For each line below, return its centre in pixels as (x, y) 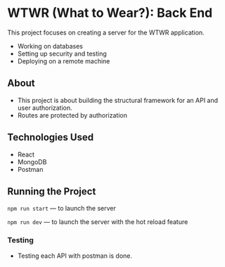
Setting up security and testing (62, 54)
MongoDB (32, 162)
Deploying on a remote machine (64, 61)
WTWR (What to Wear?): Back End (110, 13)
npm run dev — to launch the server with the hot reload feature (98, 222)
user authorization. (45, 108)
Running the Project (52, 191)
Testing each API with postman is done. (75, 256)
